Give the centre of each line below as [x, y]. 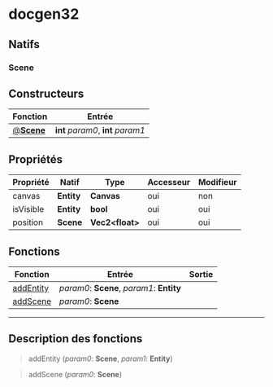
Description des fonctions [76, 339]
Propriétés [36, 159]
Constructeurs [46, 93]
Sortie [201, 274]
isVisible [28, 209]
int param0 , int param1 [100, 130]
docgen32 [44, 14]
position [28, 222]
